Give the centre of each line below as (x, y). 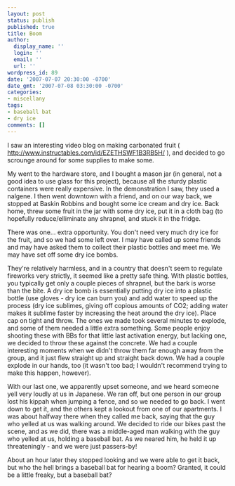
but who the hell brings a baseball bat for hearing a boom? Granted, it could (116, 467)
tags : (15, 105)
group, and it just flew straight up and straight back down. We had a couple (116, 358)
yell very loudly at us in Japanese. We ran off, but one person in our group (114, 394)
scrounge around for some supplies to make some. (81, 160)
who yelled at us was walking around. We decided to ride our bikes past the (116, 423)
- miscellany (26, 99)
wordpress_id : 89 (33, 72)
